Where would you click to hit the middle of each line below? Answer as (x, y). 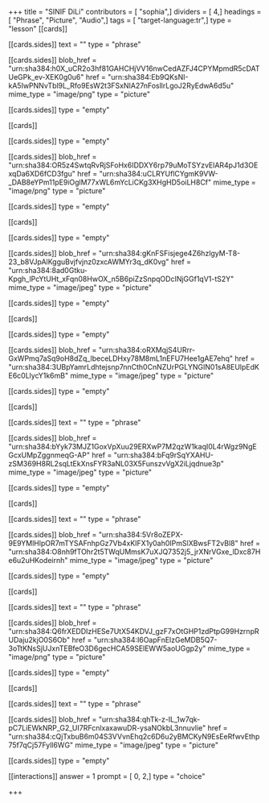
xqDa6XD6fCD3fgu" (42, 174)
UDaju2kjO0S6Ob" (39, 640)
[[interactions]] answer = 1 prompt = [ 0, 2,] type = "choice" (107, 776)
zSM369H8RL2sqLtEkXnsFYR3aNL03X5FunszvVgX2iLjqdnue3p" (116, 464)
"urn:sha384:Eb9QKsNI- (148, 77)
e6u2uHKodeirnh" (38, 560)
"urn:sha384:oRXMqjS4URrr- (147, 350)
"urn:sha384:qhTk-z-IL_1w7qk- (149, 719)
